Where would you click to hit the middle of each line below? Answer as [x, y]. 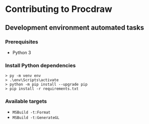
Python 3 [22, 52]
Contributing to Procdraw [59, 9]
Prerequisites [22, 42]
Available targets [26, 102]
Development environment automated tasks [75, 28]
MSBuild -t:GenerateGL [36, 118]
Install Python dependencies [40, 65]
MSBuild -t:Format [31, 113]
